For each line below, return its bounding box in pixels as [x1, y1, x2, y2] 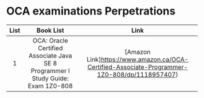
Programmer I [30, 67, 70, 75]
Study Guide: [32, 74, 69, 82]
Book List [36, 26, 64, 34]
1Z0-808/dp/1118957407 [97, 70, 176, 79]
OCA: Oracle [32, 36, 69, 45]
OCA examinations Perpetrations [6, 4, 176, 18]
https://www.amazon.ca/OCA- [101, 55, 189, 64]
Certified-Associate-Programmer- [87, 62, 188, 71]
